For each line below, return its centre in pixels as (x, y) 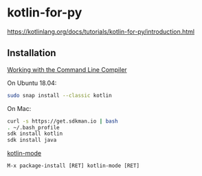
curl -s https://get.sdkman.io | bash (63, 121)
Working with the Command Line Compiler (67, 69)
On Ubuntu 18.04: (32, 83)
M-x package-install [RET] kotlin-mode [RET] (73, 166)
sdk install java (32, 140)
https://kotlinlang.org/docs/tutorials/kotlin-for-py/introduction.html (101, 32)
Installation (32, 53)
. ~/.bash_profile (33, 127)
